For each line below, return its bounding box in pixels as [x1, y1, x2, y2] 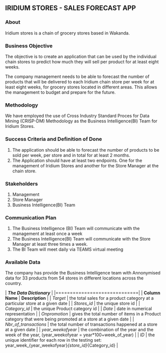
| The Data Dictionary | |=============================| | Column [5, 290, 161, 296]
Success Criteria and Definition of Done [5, 136, 102, 143]
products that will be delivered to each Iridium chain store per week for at [5, 78, 155, 84]
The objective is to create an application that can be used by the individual [5, 53, 157, 59]
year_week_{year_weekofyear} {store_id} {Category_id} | [5, 343, 119, 349]
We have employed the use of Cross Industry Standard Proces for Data [5, 113, 150, 119]
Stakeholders [5, 180, 38, 187]
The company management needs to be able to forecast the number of [5, 74, 150, 79]
